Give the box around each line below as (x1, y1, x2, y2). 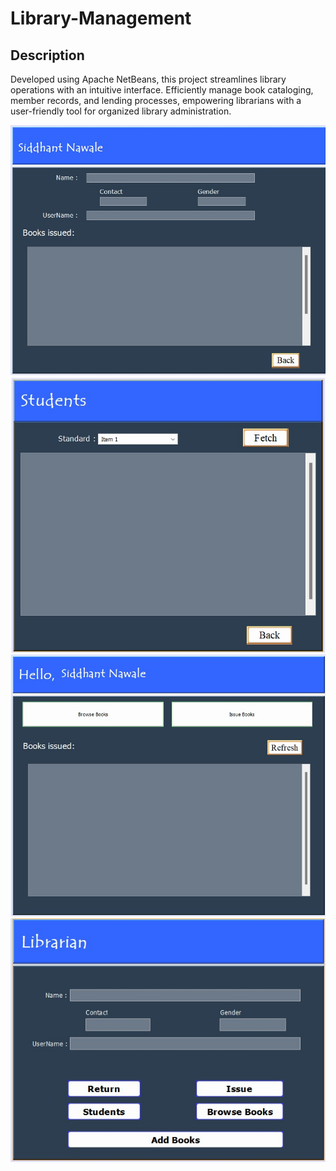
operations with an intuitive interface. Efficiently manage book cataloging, (10, 84, 314, 96)
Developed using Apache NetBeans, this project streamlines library (10, 73, 287, 85)
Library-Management (10, 7, 192, 30)
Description (10, 47, 85, 64)
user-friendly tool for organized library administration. (10, 105, 232, 117)
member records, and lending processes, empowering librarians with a (10, 95, 302, 106)
